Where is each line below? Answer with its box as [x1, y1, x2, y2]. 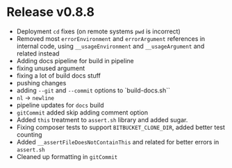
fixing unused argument [16, 64, 85, 72]
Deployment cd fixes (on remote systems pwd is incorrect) [16, 27, 181, 35]
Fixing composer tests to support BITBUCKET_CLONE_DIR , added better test [16, 123, 225, 131]
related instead [16, 49, 60, 58]
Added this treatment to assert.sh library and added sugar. [16, 115, 188, 124]
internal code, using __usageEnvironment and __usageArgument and [16, 42, 205, 50]
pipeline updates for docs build [16, 101, 105, 109]
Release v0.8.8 [6, 4, 95, 20]
